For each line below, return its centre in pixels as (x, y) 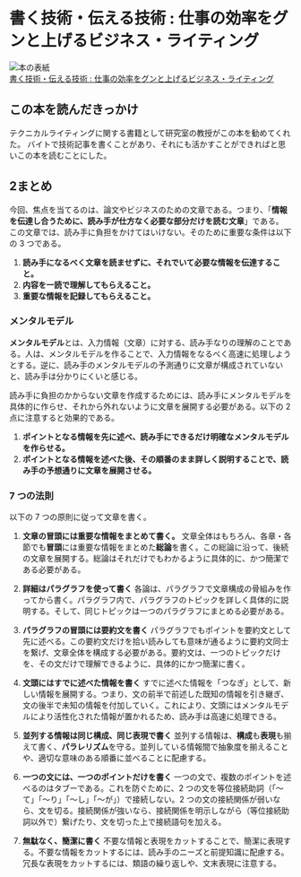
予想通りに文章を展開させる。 (101, 470)
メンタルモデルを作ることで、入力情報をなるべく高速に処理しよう (170, 353)
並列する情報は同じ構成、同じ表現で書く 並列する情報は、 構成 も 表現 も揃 (157, 735)
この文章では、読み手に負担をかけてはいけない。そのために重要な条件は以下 (150, 232)
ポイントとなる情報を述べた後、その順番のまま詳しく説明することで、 (151, 459)
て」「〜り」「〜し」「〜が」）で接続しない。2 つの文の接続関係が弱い (147, 800)
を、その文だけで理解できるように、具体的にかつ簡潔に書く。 (136, 664)
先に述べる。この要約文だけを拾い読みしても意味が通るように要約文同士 (155, 641)
